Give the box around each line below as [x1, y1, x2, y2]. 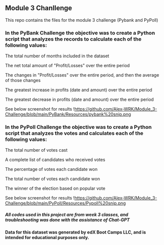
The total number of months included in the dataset [5, 53, 109, 59]
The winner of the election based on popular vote [5, 185, 106, 192]
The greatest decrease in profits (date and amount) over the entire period [5, 96, 154, 103]
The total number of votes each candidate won [5, 176, 100, 182]
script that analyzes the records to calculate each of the [5, 36, 142, 42]
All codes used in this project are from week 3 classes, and [5, 212, 129, 217]
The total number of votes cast [5, 147, 68, 153]
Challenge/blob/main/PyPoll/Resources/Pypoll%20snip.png [5, 200, 126, 206]
